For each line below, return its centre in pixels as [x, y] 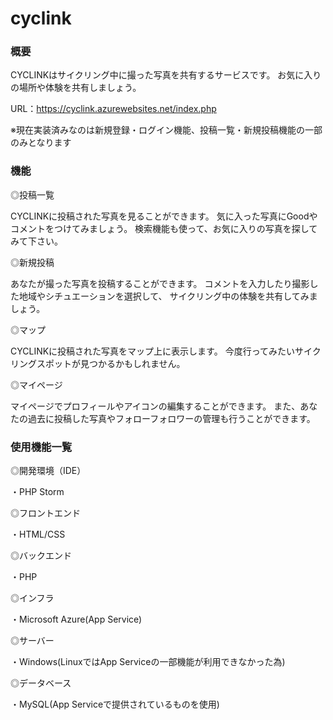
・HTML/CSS [38, 534]
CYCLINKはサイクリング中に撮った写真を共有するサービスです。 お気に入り [166, 75]
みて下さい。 [36, 241]
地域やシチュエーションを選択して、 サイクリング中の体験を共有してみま [168, 296]
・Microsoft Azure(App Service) [76, 619]
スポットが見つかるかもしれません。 [111, 363]
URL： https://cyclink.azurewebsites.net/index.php [113, 109]
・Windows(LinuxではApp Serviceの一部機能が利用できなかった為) [148, 662]
